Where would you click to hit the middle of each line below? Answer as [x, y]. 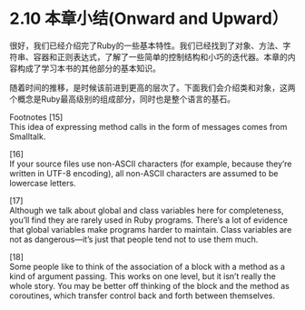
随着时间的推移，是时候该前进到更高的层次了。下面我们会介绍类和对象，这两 [152, 87]
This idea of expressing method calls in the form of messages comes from [148, 126]
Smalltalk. [28, 136]
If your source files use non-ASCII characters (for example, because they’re [151, 164]
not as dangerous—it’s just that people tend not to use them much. [134, 239]
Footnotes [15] [36, 117]
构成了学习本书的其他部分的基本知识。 [89, 68]
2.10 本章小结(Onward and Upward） [149, 19]
